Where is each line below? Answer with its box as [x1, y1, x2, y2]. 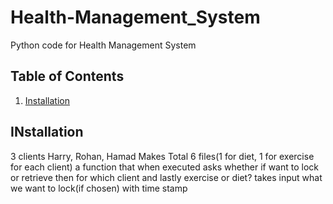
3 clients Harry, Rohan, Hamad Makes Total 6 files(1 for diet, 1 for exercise [10, 150, 315, 162]
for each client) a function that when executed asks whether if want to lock [10, 161, 320, 173]
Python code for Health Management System [10, 39, 197, 51]
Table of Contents [10, 68, 125, 85]
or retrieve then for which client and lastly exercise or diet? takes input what [10, 171, 323, 183]
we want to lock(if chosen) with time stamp [10, 182, 188, 194]
